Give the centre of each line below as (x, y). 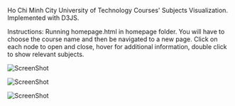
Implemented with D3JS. (43, 18)
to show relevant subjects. (46, 54)
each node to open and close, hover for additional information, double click (117, 47)
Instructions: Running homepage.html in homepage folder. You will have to (116, 32)
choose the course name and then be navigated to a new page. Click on (113, 39)
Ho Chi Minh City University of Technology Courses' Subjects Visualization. (118, 10)
